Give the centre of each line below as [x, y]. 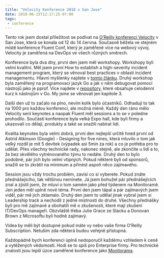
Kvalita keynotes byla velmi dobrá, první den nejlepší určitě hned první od [79, 133]
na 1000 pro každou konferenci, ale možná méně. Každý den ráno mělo [77, 108]
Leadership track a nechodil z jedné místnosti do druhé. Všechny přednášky [82, 200]
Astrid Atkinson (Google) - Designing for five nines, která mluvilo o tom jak [80, 139]
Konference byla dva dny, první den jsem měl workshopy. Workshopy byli [79, 62]
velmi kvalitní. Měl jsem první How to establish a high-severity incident [76, 68]
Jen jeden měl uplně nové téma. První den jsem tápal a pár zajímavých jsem [82, 190]
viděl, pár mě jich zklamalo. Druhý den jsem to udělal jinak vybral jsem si [78, 195]
